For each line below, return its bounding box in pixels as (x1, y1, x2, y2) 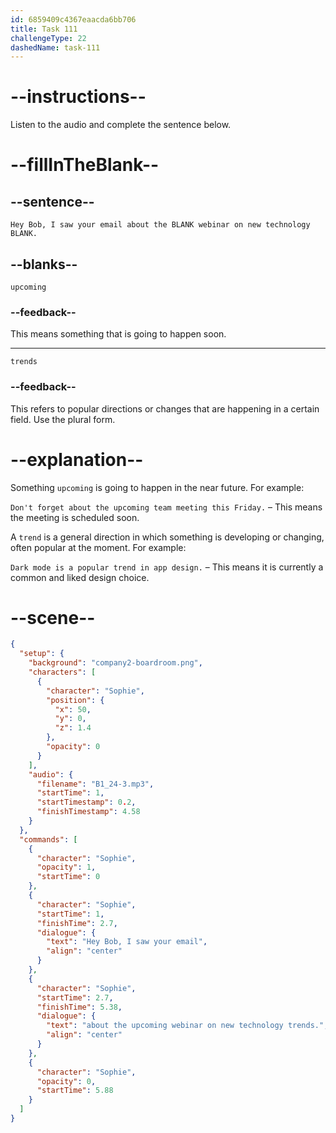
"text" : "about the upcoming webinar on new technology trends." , (46, 1021, 329, 1031)
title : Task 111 (10, 24, 78, 34)
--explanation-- (10, 448, 144, 471)
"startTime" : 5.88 (36, 1086, 114, 1096)
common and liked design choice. (10, 571, 150, 583)
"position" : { (46, 695, 105, 705)
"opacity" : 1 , (36, 862, 97, 873)
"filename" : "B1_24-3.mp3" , (36, 779, 155, 789)
